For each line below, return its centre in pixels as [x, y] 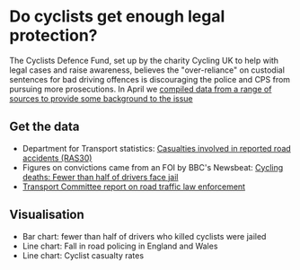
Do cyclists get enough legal [117, 17]
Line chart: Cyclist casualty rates [83, 255]
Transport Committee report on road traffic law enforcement [133, 187]
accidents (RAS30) [57, 158]
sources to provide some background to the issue [101, 98]
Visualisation [47, 215]
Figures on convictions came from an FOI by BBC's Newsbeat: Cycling [153, 167]
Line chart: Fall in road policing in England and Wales [120, 246]
